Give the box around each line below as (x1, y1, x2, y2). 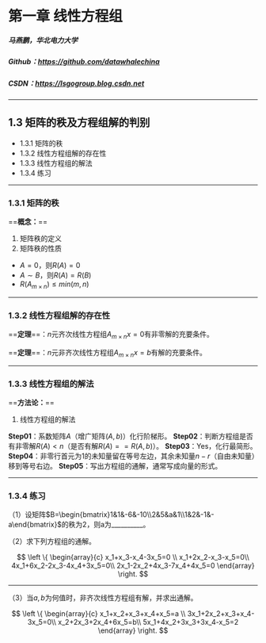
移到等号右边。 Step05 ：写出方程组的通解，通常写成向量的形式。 (8, 461, 222, 470)
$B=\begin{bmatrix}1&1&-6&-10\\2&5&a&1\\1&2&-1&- (45, 510, 215, 519)
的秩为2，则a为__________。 (61, 520, 150, 530)
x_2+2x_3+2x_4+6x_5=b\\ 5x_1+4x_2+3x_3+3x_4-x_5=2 (58, 618, 239, 627)
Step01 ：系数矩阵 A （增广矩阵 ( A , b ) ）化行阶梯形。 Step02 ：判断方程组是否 (8, 431, 253, 441)
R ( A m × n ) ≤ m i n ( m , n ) (19, 279, 89, 290)
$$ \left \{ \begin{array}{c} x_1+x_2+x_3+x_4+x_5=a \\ (11, 609, 186, 618)
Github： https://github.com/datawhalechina (8, 57, 160, 67)
